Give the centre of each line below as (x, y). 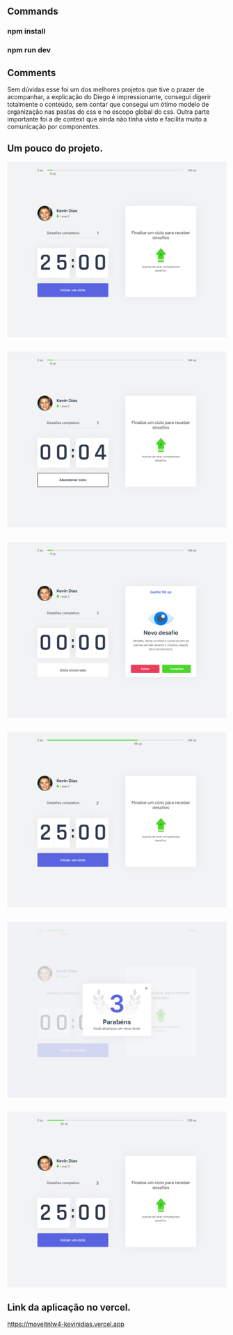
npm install (26, 31)
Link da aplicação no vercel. (69, 1307)
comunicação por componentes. (54, 127)
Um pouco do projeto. (55, 148)
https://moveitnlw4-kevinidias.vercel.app (66, 1324)
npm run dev (29, 50)
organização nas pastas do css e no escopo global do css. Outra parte (109, 112)
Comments (32, 73)
